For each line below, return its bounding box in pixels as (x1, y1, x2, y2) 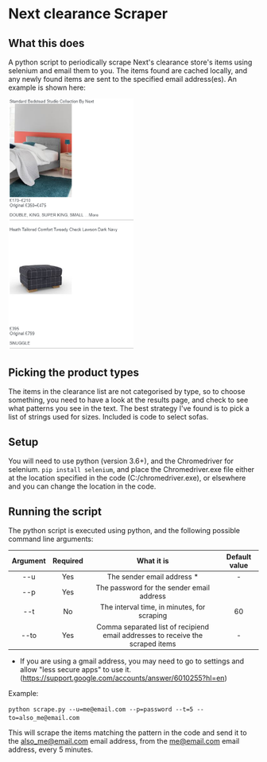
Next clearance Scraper (8, 5, 168, 23)
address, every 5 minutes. (8, 745, 94, 755)
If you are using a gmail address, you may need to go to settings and (19, 656, 245, 666)
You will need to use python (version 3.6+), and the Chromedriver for (8, 456, 234, 466)
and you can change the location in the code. (8, 482, 157, 491)
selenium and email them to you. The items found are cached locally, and (8, 66, 248, 75)
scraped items (130, 639, 176, 648)
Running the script (8, 505, 102, 518)
